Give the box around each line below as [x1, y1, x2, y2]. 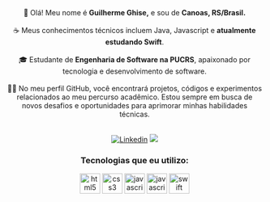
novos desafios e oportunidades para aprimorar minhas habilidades [21, 101, 248, 110]
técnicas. [119, 109, 150, 119]
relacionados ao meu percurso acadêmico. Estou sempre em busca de [16, 92, 253, 102]
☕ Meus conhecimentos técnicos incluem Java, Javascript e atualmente [13, 26, 256, 35]
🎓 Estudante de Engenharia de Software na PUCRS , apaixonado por [18, 55, 251, 64]
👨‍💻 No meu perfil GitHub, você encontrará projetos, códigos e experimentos [6, 84, 263, 93]
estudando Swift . [105, 37, 165, 47]
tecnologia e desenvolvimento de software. [62, 66, 207, 76]
